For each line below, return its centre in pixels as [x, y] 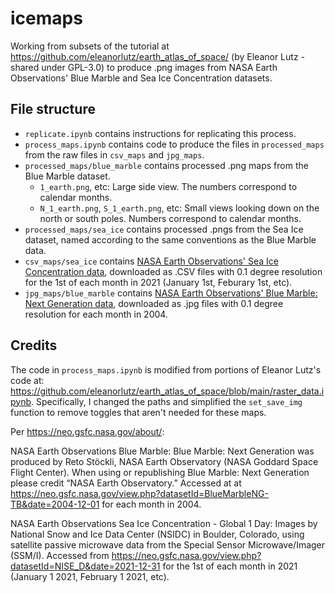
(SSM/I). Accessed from [60, 555]
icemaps [46, 18]
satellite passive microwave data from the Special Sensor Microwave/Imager [168, 544]
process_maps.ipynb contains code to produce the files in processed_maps [174, 144]
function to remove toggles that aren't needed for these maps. [138, 412]
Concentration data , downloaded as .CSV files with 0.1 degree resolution [173, 271]
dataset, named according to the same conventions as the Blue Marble [170, 239]
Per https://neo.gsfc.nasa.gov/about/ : [87, 431]
